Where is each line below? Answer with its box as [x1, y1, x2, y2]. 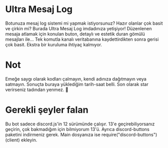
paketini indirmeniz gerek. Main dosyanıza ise [5, 131, 101, 137]
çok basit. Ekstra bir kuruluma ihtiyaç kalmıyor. [5, 41, 102, 47]
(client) [5, 137, 20, 143]
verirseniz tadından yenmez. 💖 [5, 87, 69, 93]
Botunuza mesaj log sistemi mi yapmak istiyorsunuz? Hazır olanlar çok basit [5, 20, 163, 26]
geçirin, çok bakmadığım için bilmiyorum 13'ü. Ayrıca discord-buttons [5, 126, 150, 132]
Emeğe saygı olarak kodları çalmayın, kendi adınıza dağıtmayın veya [5, 76, 147, 82]
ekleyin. [21, 137, 37, 143]
